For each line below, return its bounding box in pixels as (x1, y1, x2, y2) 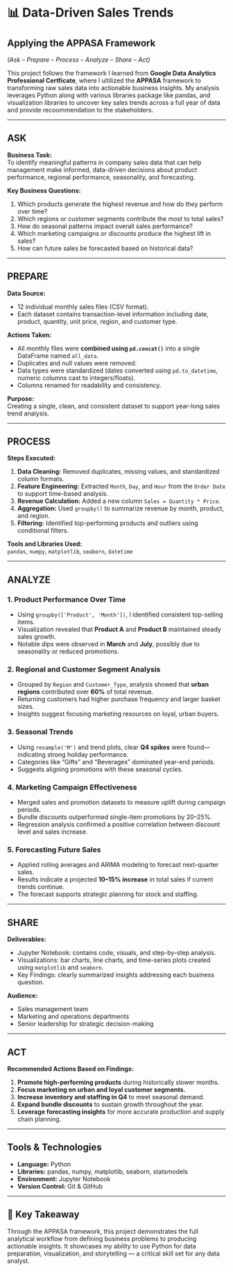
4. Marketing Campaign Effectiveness (7, 782, 137, 792)
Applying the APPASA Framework (7, 37, 156, 49)
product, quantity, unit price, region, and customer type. (17, 317, 178, 325)
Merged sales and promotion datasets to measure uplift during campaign (17, 798, 226, 807)
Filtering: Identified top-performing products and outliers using (17, 519, 199, 527)
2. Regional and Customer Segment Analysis (7, 664, 161, 674)
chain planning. (17, 1115, 62, 1123)
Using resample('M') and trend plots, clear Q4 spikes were (17, 743, 186, 751)
